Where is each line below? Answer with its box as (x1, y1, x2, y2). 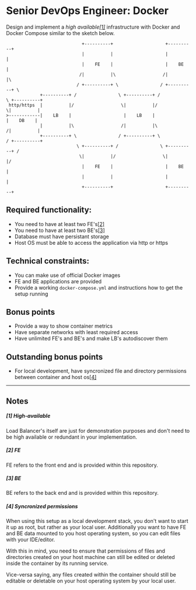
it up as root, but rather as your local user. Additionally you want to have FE (6, 524, 187, 531)
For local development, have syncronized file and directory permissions (14, 367, 187, 374)
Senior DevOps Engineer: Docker (6, 4, 169, 18)
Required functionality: (6, 205, 92, 215)
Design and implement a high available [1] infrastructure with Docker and (6, 23, 180, 30)
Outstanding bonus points (6, 352, 103, 362)
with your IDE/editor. (6, 536, 55, 543)
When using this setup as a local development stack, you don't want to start (6, 518, 188, 525)
